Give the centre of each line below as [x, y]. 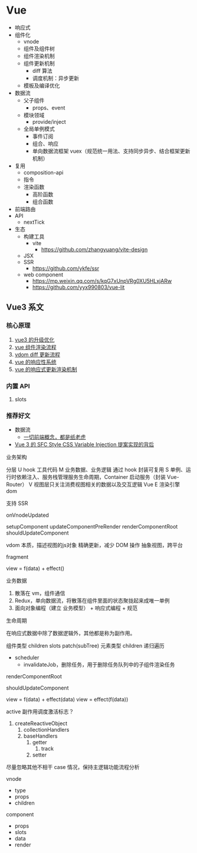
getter [40, 742]
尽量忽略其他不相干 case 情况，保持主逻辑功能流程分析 [73, 767]
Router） [17, 485]
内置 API [18, 386]
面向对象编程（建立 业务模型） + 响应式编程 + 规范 [76, 608]
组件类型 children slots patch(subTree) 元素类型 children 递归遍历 [85, 646]
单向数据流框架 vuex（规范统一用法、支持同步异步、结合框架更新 [111, 151]
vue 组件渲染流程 [36, 347]
